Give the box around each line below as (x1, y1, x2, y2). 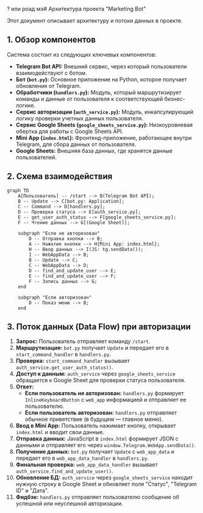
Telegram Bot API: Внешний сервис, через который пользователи (15, 62, 187, 70)
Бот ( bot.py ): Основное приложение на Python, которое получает (15, 76, 187, 83)
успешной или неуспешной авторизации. (15, 500, 124, 508)
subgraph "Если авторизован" (18, 294, 92, 300)
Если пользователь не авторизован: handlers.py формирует (24, 390, 184, 397)
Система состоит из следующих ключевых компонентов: (7, 51, 157, 58)
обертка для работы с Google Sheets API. (15, 128, 124, 135)
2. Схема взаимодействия (7, 171, 113, 182)
